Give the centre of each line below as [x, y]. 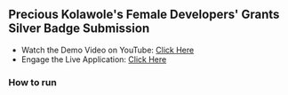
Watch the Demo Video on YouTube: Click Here [108, 50]
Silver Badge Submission [79, 29]
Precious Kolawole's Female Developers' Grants [144, 15]
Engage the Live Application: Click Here [94, 59]
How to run [32, 82]
